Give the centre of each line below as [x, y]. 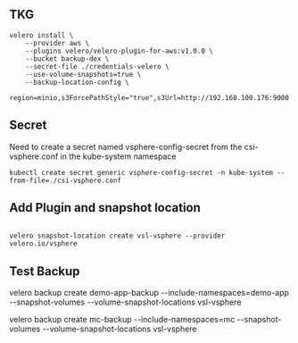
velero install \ [41, 35]
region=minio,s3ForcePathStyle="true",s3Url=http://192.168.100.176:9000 [149, 97]
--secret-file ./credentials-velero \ [97, 66]
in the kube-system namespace [118, 156]
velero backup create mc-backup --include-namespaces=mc [122, 320]
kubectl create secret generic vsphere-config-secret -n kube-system [141, 172]
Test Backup [45, 271]
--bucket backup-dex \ [67, 59]
